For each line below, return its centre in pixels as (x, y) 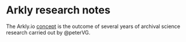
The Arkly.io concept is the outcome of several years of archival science (93, 26)
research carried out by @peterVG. (48, 32)
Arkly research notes (58, 10)
